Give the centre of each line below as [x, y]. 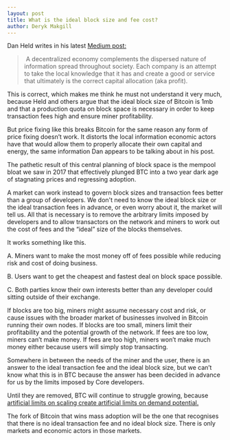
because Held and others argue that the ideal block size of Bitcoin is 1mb [110, 102]
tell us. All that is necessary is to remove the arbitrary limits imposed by [108, 214]
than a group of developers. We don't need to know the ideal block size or [112, 200]
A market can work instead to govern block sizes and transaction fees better [115, 192]
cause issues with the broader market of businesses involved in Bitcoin [107, 318]
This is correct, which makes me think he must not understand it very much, [115, 94]
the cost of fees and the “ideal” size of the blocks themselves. [95, 229]
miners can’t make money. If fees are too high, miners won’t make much [109, 340]
